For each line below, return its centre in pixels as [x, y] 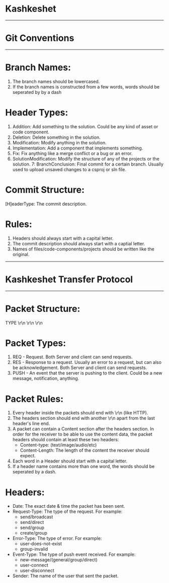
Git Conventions [40, 38]
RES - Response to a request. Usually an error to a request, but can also [87, 362]
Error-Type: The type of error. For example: [57, 539]
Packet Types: [36, 343]
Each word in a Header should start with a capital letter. [70, 461]
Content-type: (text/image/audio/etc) [58, 445]
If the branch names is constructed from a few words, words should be [86, 87]
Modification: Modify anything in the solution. [59, 142]
